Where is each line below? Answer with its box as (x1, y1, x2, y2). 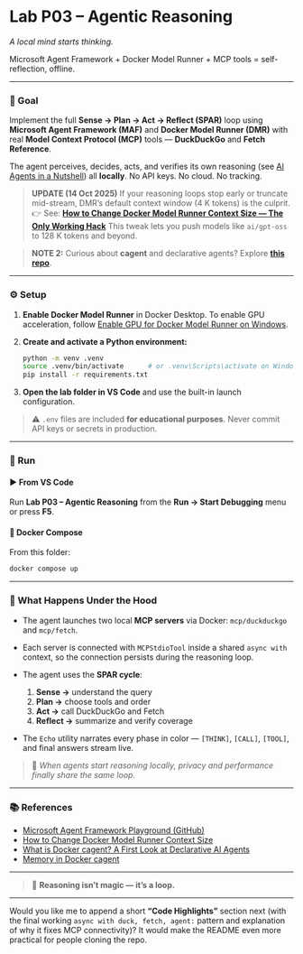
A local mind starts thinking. (9, 36, 115, 47)
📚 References (9, 801, 73, 813)
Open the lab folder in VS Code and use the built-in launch (22, 386, 242, 398)
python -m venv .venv (22, 354, 104, 363)
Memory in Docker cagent (22, 853, 120, 864)
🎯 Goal (9, 94, 39, 107)
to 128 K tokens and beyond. (31, 230, 138, 241)
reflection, (9, 63, 48, 74)
